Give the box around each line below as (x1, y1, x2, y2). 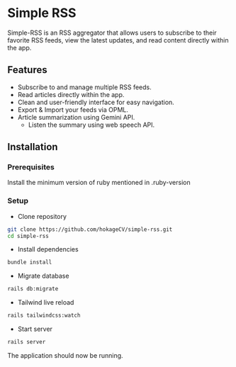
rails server (7, 339, 46, 346)
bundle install (7, 259, 52, 266)
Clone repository (17, 212, 67, 220)
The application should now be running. (7, 351, 123, 359)
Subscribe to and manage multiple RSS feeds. (17, 83, 152, 91)
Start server (17, 324, 53, 334)
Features (7, 64, 47, 76)
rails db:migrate (7, 286, 59, 293)
